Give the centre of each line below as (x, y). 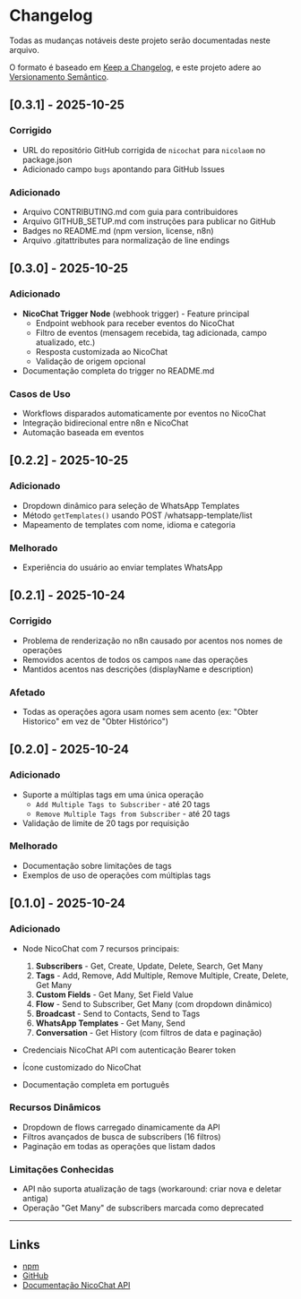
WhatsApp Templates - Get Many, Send (110, 1023)
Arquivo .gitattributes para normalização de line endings (126, 240)
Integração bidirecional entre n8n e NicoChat (105, 423)
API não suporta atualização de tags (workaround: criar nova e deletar (152, 1189)
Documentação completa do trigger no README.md (118, 370)
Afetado (27, 693)
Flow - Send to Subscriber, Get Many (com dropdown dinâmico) (154, 1003)
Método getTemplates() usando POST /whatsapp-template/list (137, 515)
